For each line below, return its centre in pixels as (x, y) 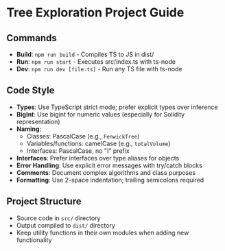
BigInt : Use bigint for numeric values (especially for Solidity (100, 114)
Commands (32, 38)
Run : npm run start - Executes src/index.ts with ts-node (96, 62)
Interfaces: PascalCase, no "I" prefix (78, 151)
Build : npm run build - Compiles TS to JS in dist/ (85, 54)
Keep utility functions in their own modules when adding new (103, 232)
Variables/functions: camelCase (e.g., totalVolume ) (98, 143)
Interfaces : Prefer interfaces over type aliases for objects (98, 158)
